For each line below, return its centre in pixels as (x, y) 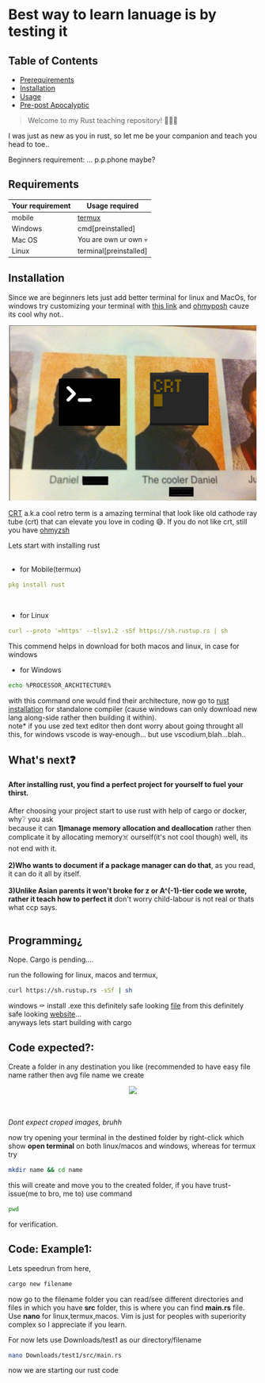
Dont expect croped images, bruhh (65, 1122)
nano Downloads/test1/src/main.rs (65, 1355)
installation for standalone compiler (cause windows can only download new (133, 709)
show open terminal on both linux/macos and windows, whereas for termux (132, 1146)
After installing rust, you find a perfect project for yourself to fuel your (126, 784)
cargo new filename (40, 1284)
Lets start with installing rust (54, 546)
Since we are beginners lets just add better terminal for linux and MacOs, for (132, 297)
